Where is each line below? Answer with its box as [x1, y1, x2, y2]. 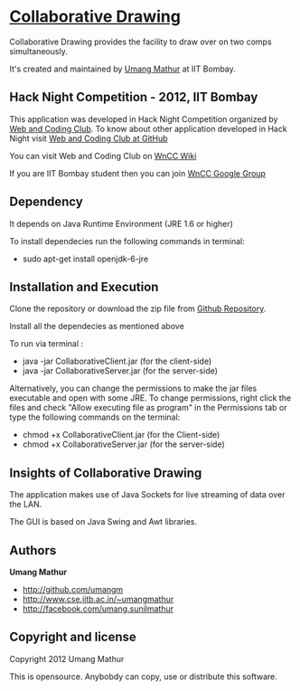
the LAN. [9, 499, 42, 510]
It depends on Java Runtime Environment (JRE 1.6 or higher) [9, 218, 233, 229]
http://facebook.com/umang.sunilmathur [22, 603, 174, 614]
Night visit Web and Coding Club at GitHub [9, 133, 169, 144]
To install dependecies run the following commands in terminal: [9, 235, 246, 246]
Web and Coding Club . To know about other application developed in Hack [9, 123, 287, 134]
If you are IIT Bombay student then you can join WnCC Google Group [9, 167, 267, 178]
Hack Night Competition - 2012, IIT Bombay [9, 90, 258, 105]
